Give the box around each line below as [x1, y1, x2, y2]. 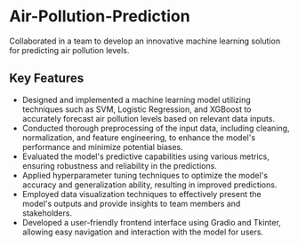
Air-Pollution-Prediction [9, 6, 190, 27]
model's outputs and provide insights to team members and [21, 198, 241, 209]
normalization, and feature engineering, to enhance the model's [21, 131, 256, 143]
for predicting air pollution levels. [9, 44, 130, 55]
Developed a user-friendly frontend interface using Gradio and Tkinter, [21, 217, 282, 227]
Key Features [9, 71, 85, 86]
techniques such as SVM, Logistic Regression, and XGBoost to [21, 104, 252, 115]
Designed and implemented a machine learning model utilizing [21, 94, 251, 105]
